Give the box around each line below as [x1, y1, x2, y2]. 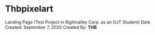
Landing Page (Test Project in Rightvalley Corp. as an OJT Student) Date [5, 19, 151, 25]
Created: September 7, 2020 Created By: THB [5, 24, 97, 30]
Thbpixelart [5, 3, 54, 14]
